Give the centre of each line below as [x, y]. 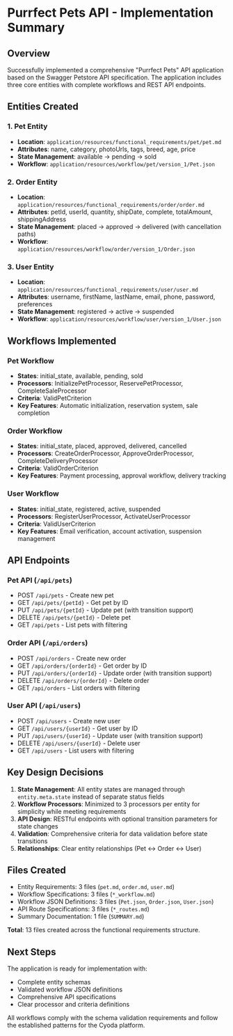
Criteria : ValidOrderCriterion [58, 469]
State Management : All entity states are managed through [101, 789]
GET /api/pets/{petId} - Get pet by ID [73, 603]
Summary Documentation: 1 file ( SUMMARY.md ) [81, 916]
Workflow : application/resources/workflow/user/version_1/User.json [119, 319]
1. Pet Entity [27, 127]
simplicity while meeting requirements [72, 811]
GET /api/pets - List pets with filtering [72, 625]
